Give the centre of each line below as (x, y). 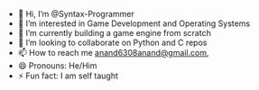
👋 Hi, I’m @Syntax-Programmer (76, 14)
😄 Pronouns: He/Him (57, 66)
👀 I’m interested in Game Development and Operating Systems (134, 23)
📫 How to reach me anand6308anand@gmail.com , (113, 53)
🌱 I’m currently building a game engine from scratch (115, 33)
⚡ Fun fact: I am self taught (68, 76)
